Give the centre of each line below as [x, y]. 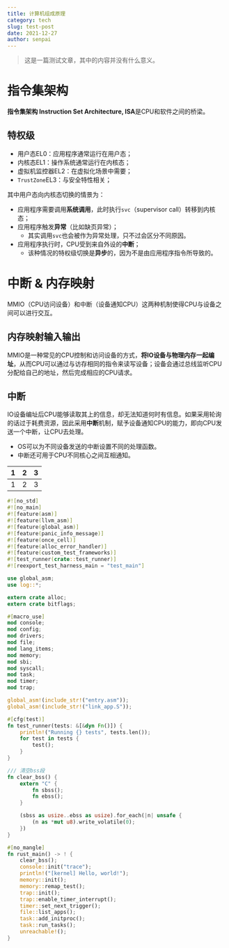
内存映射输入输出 [44, 337]
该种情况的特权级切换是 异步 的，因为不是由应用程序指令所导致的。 [122, 253]
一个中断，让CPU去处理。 [50, 432]
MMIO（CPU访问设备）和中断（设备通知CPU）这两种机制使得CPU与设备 [111, 304]
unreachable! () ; [44, 932]
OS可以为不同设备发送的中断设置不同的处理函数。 [89, 447]
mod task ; [22, 675]
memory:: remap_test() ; [53, 886]
